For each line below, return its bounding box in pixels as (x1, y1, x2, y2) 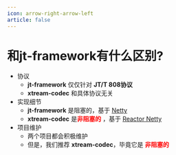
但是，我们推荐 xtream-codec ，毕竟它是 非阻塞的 (27, 141, 170, 149)
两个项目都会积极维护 (27, 132, 88, 141)
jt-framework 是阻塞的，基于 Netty (27, 106, 128, 115)
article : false (7, 16, 51, 23)
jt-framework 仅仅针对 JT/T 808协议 (27, 80, 133, 89)
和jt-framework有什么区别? (7, 48, 164, 64)
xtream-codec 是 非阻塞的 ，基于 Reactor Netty (27, 115, 162, 123)
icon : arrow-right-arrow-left (7, 10, 94, 17)
